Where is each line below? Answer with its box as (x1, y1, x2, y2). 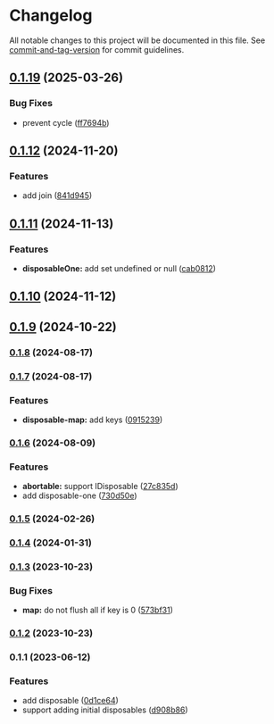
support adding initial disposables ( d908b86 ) (21, 704, 189, 715)
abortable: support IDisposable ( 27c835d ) (21, 481, 179, 492)
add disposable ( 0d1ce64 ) (21, 695, 119, 706)
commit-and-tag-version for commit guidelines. (9, 44, 185, 54)
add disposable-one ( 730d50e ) (21, 490, 137, 501)
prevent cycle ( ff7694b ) (21, 117, 110, 128)
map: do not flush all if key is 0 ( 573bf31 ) (21, 604, 174, 616)
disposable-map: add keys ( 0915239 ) (21, 414, 163, 425)
